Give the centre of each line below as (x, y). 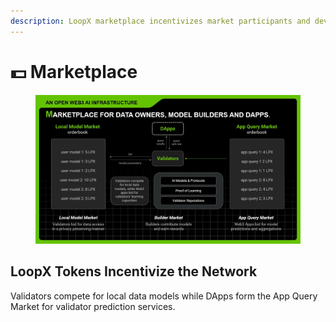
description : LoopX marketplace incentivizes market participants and (160, 21)
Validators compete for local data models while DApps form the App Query (164, 296)
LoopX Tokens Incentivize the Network (134, 271)
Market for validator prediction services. (93, 306)
